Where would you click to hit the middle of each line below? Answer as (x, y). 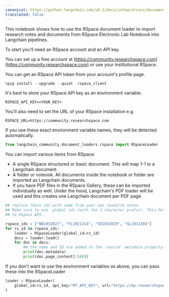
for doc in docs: (32, 243)
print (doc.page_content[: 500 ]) (56, 257)
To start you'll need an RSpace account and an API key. (63, 49)
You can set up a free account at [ (40, 59)
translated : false (24, 15)
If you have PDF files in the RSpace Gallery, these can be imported (81, 185)
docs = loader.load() (37, 238)
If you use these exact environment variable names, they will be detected (81, 130)
